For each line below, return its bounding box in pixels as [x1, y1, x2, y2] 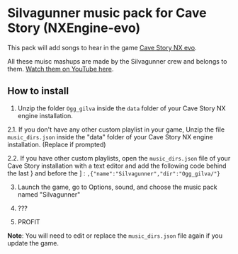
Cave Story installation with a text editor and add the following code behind [7, 161, 227, 170]
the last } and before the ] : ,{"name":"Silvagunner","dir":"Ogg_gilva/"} [7, 168, 221, 178]
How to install [7, 85, 69, 97]
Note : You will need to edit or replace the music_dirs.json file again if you [7, 231, 223, 240]
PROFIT [17, 217, 40, 226]
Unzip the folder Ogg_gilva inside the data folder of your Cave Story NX [17, 104, 226, 112]
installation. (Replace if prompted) [7, 140, 106, 149]
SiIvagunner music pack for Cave [7, 5, 207, 21]
